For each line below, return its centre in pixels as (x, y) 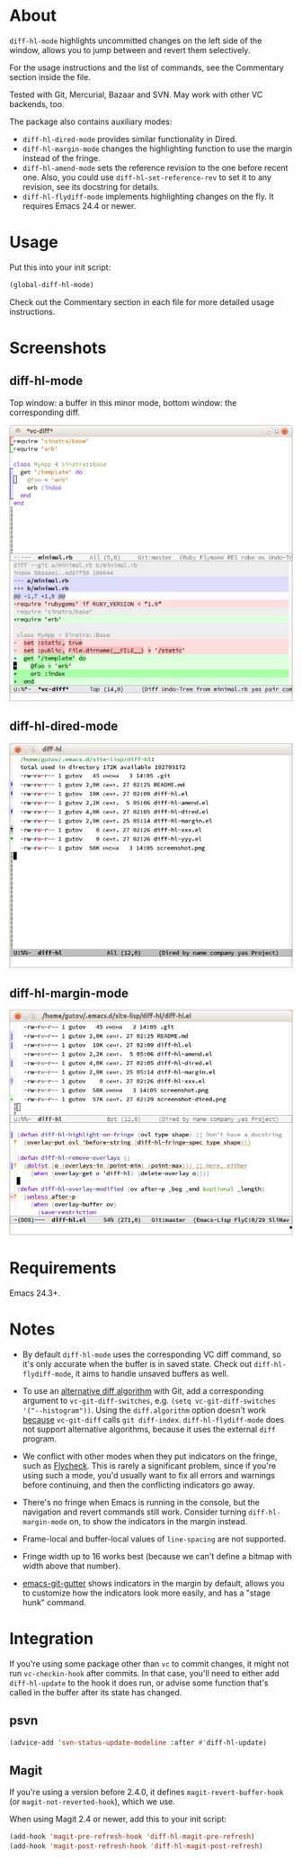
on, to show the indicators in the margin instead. (158, 1521)
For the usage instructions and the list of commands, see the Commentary (147, 67)
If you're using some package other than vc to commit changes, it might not (149, 1663)
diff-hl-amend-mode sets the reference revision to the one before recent (155, 167)
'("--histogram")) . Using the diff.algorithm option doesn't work (144, 1410)
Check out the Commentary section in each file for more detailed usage (142, 301)
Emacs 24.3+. (35, 1293)
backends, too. (37, 103)
